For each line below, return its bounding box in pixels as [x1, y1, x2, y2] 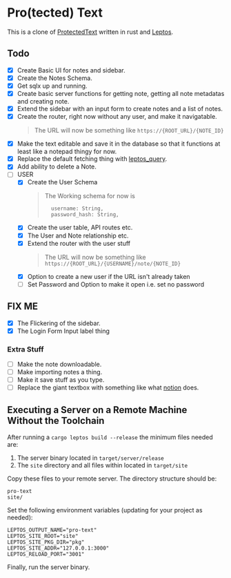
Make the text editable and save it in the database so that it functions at [17, 139, 221, 148]
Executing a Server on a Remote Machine [7, 404, 188, 416]
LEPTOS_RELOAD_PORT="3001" [7, 551, 85, 558]
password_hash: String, [50, 211, 119, 218]
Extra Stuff [7, 344, 44, 354]
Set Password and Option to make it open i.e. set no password [27, 280, 205, 288]
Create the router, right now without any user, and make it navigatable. [17, 113, 217, 121]
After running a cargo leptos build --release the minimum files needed [7, 433, 214, 441]
